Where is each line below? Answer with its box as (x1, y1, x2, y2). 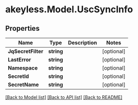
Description (68, 39, 97, 46)
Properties (5, 24, 40, 33)
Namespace (8, 65, 38, 71)
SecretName (8, 81, 39, 88)
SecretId (8, 73, 29, 80)
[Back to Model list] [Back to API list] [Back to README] (5, 94, 123, 100)
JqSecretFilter (8, 48, 43, 55)
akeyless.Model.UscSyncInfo (5, 4, 133, 15)
